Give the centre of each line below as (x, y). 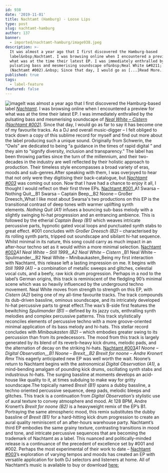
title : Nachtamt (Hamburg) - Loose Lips (48, 19)
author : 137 (17, 33)
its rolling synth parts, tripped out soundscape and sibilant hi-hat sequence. (83, 236)
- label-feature (26, 84)
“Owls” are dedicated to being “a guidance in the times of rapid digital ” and (83, 146)
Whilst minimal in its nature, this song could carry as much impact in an (78, 241)
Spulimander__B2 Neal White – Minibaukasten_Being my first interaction (79, 257)
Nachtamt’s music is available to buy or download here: (62, 465)
